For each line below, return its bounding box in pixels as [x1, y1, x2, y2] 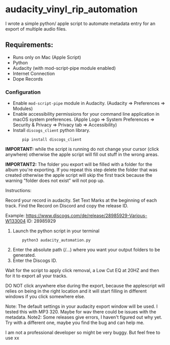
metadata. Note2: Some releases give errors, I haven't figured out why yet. [5, 314, 162, 321]
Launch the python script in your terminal [12, 228, 100, 234]
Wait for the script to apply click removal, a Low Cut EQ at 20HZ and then [5, 268, 159, 274]
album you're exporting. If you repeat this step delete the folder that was [5, 167, 158, 173]
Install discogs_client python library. [12, 127, 90, 134]
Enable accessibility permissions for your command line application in [12, 111, 160, 117]
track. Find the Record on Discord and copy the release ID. [5, 203, 129, 209]
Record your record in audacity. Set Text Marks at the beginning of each [5, 197, 157, 203]
